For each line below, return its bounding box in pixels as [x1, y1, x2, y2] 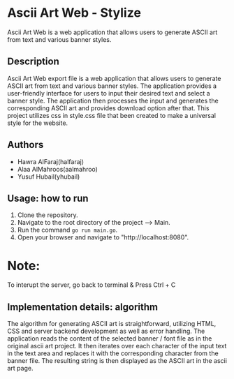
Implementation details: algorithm [7, 301, 159, 313]
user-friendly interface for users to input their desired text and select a [7, 89, 211, 97]
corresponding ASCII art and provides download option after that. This [7, 103, 210, 112]
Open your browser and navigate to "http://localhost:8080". [17, 233, 189, 241]
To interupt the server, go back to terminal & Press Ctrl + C [7, 281, 176, 289]
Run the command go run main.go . [17, 225, 118, 235]
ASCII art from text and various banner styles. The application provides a [7, 82, 217, 90]
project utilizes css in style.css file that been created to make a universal [7, 111, 217, 119]
